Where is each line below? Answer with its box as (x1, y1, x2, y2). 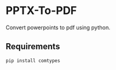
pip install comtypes (5, 57, 61, 64)
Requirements (5, 41, 60, 52)
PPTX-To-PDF (5, 4, 77, 18)
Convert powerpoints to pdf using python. (5, 24, 111, 31)
